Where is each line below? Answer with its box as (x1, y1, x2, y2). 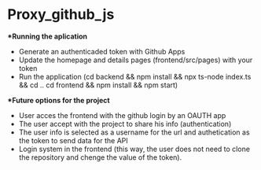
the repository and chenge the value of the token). (18, 152, 182, 162)
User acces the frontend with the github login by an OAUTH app (18, 110, 226, 120)
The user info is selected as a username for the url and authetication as (18, 128, 250, 137)
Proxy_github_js (7, 6, 115, 24)
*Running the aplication (7, 31, 88, 41)
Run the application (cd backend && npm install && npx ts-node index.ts (18, 72, 252, 81)
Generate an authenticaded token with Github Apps (18, 46, 186, 56)
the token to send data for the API (18, 135, 129, 145)
